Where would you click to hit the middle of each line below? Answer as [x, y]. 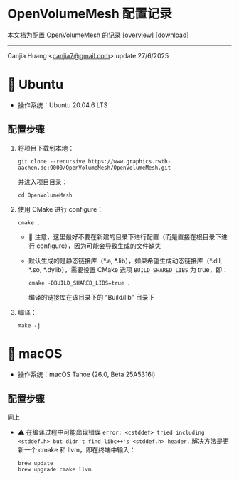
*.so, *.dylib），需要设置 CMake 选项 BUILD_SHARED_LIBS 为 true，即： [128, 269]
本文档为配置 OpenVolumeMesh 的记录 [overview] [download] [98, 35]
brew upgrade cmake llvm [54, 470]
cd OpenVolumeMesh [45, 195]
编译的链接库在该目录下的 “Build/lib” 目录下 [91, 297]
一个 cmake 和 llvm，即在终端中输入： [80, 450]
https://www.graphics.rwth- [129, 161]
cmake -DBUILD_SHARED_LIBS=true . [79, 283]
